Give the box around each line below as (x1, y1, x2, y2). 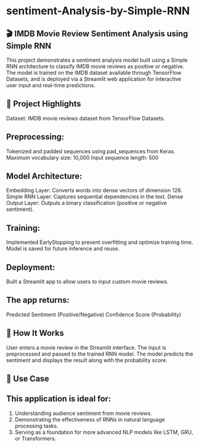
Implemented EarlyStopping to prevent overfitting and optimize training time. (6, 239, 194, 246)
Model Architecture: (6, 171, 83, 182)
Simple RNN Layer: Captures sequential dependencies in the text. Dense (6, 193, 184, 200)
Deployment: (6, 262, 55, 272)
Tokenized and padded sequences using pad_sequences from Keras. (6, 147, 176, 155)
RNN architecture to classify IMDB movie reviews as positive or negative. (6, 63, 185, 69)
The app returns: (6, 295, 70, 305)
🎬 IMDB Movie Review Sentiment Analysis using (6, 28, 188, 39)
